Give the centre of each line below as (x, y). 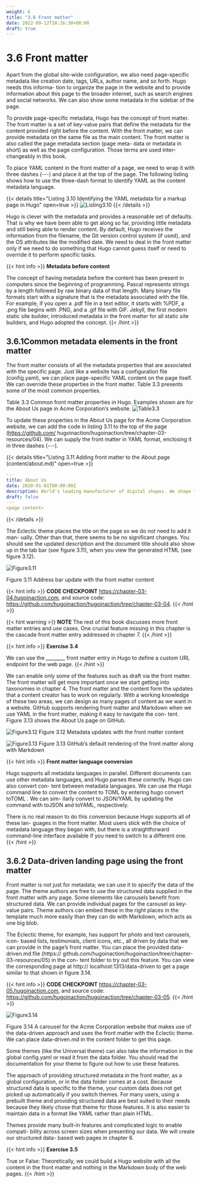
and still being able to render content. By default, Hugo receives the (90, 229)
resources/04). (25, 439)
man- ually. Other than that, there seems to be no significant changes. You (98, 537)
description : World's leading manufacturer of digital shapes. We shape (99, 491)
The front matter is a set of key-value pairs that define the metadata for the (99, 125)
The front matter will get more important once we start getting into (88, 682)
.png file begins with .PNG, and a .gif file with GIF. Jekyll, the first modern (97, 310)
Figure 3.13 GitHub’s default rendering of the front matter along (116, 744)
